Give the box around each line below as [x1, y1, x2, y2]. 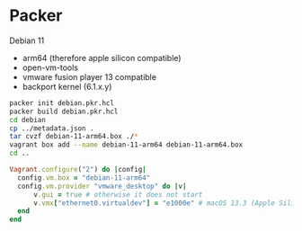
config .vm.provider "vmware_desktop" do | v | [17, 182, 187, 191]
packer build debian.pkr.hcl [9, 107, 119, 116]
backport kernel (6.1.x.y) [22, 81, 112, 92]
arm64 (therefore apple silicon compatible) [22, 52, 182, 63]
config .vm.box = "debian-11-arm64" [17, 173, 151, 182]
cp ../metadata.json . [9, 123, 94, 133]
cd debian [9, 115, 47, 124]
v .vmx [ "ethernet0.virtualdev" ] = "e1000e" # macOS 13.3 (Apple [32, 199, 276, 208]
